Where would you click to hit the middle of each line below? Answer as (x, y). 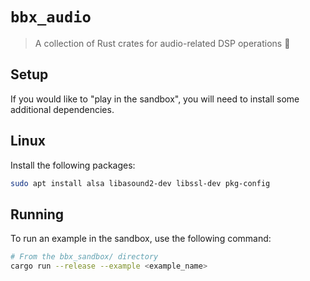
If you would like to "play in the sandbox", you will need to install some (155, 99)
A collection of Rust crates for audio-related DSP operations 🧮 (162, 43)
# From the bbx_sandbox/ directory (84, 257)
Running (37, 214)
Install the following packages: (73, 165)
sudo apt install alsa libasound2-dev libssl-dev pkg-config (140, 183)
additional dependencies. (62, 109)
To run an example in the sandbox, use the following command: (141, 239)
